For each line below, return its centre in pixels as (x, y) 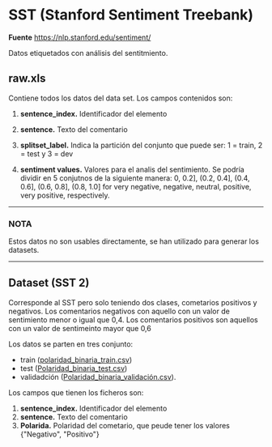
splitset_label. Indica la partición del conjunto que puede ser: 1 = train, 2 (141, 145)
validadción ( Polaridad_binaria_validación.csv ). (98, 377)
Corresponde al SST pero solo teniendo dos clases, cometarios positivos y (133, 302)
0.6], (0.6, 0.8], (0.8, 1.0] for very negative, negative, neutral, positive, (136, 186)
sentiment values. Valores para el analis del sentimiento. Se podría (132, 169)
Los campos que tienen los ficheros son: (76, 392)
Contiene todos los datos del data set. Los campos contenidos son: (121, 98)
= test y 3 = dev (47, 153)
